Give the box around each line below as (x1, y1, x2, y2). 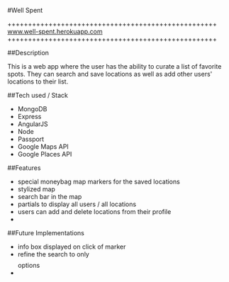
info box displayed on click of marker (17, 242, 126, 251)
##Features (7, 164, 41, 172)
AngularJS (17, 120, 48, 128)
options (17, 261, 40, 269)
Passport (17, 135, 45, 143)
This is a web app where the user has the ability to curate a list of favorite (7, 62, 222, 70)
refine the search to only (17, 250, 90, 258)
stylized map (17, 185, 55, 193)
